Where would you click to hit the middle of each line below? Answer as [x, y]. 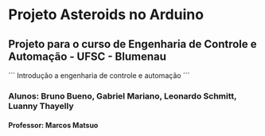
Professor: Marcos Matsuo [53, 125]
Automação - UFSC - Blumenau [88, 56]
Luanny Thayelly [41, 106]
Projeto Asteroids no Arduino [106, 15]
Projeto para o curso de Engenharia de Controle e [132, 44]
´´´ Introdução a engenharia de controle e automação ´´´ [99, 76]
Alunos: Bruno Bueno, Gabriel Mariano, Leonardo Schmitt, [123, 95]
